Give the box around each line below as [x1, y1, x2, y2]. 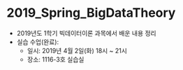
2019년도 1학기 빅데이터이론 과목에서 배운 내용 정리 [16, 29, 156, 37]
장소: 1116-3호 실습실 [27, 55, 85, 64]
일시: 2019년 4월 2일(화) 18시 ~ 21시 [27, 46, 127, 55]
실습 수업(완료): [16, 37, 59, 46]
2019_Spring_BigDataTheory [6, 5, 176, 21]
